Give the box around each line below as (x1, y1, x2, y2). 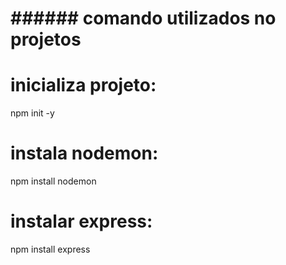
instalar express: (10, 210, 153, 233)
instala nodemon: (10, 142, 159, 165)
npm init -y (10, 107, 55, 119)
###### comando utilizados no (10, 7, 277, 30)
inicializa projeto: (10, 74, 157, 97)
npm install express (10, 243, 91, 255)
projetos (10, 28, 82, 51)
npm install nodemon (10, 175, 97, 187)
